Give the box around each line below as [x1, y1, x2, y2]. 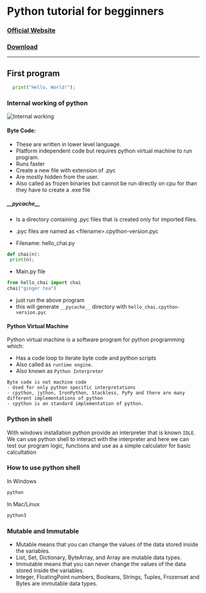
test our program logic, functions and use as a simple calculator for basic [7, 442, 191, 449]
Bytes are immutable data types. [15, 580, 98, 587]
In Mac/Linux [7, 500, 40, 508]
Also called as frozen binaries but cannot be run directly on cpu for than [15, 179, 197, 187]
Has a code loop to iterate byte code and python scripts [15, 354, 156, 362]
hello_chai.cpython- [128, 304, 181, 311]
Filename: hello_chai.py [15, 239, 75, 246]
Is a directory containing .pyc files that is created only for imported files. [15, 216, 197, 223]
